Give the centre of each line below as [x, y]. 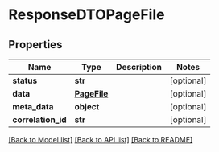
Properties [35, 45]
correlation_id [39, 120]
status [25, 80]
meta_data [33, 107]
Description [139, 67]
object [87, 107]
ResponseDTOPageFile [87, 15]
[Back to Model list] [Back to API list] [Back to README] [101, 140]
